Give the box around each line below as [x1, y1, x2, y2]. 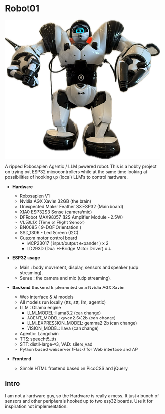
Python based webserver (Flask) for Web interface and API [19, 347, 139, 352]
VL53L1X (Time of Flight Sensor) [19, 220, 85, 225]
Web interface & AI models [19, 294, 74, 300]
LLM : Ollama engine [19, 305, 61, 311]
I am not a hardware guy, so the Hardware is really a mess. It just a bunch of [5, 392, 159, 399]
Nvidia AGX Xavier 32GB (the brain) [19, 198, 92, 204]
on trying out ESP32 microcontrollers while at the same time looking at [5, 169, 148, 175]
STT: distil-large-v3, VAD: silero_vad [19, 341, 93, 347]
